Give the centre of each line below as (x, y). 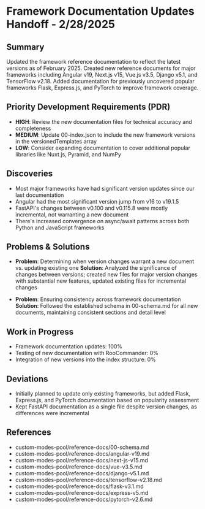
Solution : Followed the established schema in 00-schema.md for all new (106, 306)
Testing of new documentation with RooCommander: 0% (87, 353)
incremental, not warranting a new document (72, 214)
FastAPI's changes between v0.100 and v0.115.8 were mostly (91, 208)
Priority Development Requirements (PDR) (88, 107)
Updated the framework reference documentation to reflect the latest (94, 62)
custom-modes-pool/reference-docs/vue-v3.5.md (79, 467)
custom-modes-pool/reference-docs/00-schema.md (82, 447)
